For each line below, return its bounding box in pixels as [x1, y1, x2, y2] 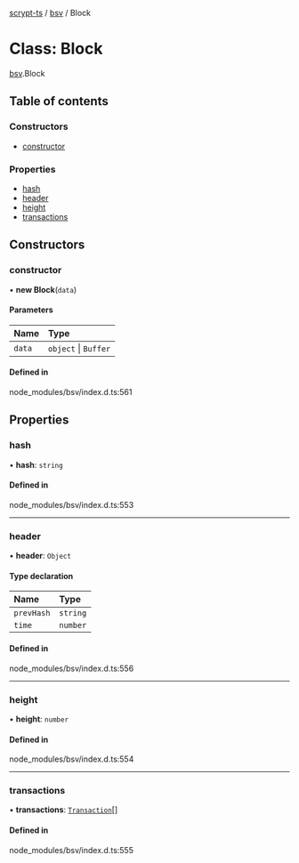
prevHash [13, 609, 51, 618]
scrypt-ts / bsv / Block [9, 8, 92, 18]
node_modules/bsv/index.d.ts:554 [9, 754, 134, 764]
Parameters [9, 304, 53, 315]
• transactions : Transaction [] [9, 804, 118, 815]
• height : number [9, 714, 69, 724]
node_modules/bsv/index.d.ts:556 [9, 663, 134, 673]
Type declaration [9, 570, 74, 581]
